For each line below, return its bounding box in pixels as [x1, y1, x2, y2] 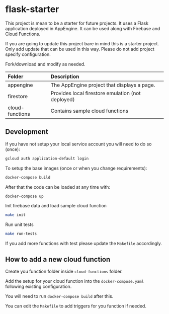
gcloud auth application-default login [5, 156, 89, 161]
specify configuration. [5, 51, 51, 57]
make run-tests [5, 231, 37, 237]
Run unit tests [5, 221, 34, 227]
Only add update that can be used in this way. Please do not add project [5, 46, 155, 52]
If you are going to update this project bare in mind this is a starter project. [5, 40, 159, 46]
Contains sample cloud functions [50, 107, 129, 114]
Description [50, 73, 79, 80]
